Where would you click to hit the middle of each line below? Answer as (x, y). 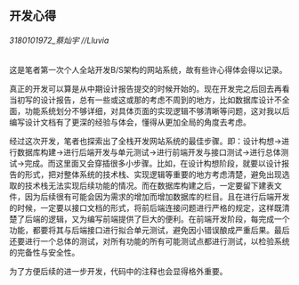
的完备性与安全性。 (44, 252)
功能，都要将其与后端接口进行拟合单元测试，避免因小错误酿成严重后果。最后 (149, 230)
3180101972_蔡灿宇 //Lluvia (59, 40)
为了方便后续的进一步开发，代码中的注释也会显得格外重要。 (118, 271)
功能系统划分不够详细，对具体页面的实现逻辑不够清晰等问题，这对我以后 (157, 110)
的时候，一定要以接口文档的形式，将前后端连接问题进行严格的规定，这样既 (145, 208)
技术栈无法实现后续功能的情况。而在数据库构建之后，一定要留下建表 (149, 185)
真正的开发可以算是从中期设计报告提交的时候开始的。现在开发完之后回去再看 (149, 88)
